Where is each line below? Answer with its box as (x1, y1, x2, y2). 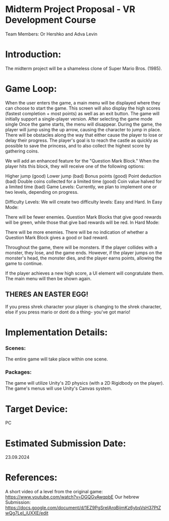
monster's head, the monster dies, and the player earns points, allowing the (5, 255, 162, 261)
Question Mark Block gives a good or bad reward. (5, 234, 108, 240)
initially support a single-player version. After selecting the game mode (5, 116, 153, 122)
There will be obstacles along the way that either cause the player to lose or (5, 132, 163, 138)
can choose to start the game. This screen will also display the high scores (5, 105, 160, 111)
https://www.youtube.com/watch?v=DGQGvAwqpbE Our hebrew (5, 494, 140, 500)
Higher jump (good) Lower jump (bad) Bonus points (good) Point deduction (5, 173, 161, 179)
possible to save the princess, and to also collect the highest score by (5, 142, 150, 148)
